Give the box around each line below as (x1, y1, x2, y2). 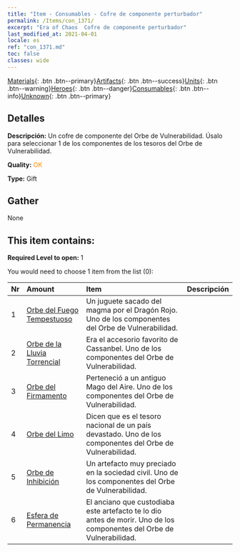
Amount (26, 284, 55, 294)
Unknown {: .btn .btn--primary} (21, 91, 111, 100)
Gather (7, 194, 39, 207)
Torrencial (26, 357, 61, 367)
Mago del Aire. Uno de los (86, 382, 173, 392)
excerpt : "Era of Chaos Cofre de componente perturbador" (7, 24, 187, 31)
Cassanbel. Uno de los (86, 343, 162, 353)
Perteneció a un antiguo (86, 373, 166, 383)
